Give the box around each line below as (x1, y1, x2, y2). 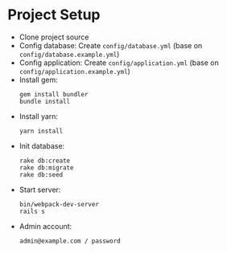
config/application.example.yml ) (19, 66, 130, 75)
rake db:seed (19, 170, 64, 178)
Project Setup (7, 6, 101, 24)
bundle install (19, 97, 71, 105)
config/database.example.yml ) (19, 49, 120, 59)
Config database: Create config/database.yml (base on (19, 40, 203, 50)
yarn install (19, 127, 64, 135)
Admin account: (19, 221, 72, 231)
